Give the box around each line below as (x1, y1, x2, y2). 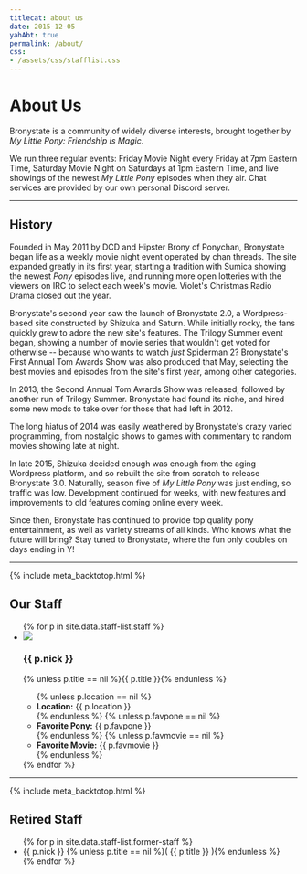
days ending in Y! (9, 543, 75, 554)
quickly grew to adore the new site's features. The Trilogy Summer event (9, 326, 283, 338)
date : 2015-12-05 (9, 22, 76, 31)
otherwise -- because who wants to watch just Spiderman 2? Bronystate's (9, 346, 289, 357)
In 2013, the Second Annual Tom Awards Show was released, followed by (9, 383, 286, 394)
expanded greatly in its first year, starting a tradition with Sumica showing (9, 261, 287, 272)
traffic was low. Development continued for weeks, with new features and (9, 486, 286, 498)
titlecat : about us (9, 13, 84, 23)
